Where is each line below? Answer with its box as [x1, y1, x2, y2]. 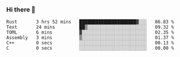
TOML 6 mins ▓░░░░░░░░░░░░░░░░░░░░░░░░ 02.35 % [6, 29, 174, 35]
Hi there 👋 [6, 5, 36, 14]
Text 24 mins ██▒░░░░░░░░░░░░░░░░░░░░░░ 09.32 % [6, 24, 174, 31]
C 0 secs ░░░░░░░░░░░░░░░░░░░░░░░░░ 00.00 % [6, 45, 174, 52]
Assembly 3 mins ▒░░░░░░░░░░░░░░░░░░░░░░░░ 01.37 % [6, 35, 174, 41]
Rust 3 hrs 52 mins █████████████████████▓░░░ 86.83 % [6, 19, 174, 25]
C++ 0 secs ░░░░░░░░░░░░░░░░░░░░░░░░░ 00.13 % [6, 40, 174, 46]
